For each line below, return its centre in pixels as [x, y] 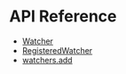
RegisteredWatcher [57, 50]
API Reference [63, 16]
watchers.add [47, 60]
